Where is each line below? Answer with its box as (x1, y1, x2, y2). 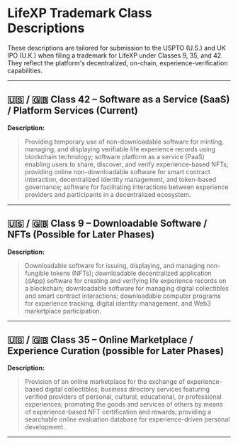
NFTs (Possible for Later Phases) (7, 229, 155, 241)
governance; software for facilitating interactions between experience (24, 183, 229, 191)
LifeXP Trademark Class (7, 5, 152, 21)
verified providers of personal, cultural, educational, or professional (24, 392, 222, 401)
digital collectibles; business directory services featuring (45, 385, 210, 394)
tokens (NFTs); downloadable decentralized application (50, 269, 212, 277)
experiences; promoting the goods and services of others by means (24, 400, 223, 409)
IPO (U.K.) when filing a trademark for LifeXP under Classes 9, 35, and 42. (7, 51, 223, 60)
